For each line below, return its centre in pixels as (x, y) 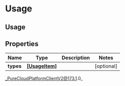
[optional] (106, 66)
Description (76, 58)
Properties (22, 43)
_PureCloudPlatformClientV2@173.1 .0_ (44, 79)
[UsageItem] (42, 66)
